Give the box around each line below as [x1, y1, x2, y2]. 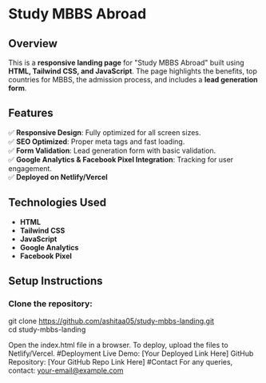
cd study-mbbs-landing [8, 325, 86, 334]
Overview [8, 37, 58, 50]
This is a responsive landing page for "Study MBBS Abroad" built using [8, 58, 245, 67]
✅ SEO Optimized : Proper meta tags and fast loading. [8, 137, 185, 146]
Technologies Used [8, 196, 106, 209]
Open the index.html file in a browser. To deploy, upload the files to [8, 341, 229, 350]
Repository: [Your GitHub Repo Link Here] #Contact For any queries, [8, 357, 233, 367]
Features [8, 106, 54, 120]
